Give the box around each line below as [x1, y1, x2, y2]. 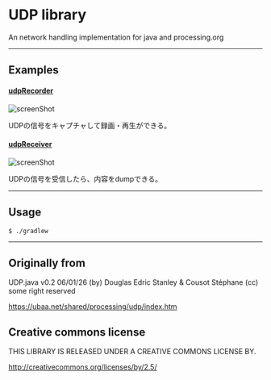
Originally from [8, 256, 86, 269]
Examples [8, 63, 59, 77]
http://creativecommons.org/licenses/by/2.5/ [8, 362, 157, 372]
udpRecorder [8, 86, 54, 95]
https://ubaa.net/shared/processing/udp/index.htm [8, 302, 177, 311]
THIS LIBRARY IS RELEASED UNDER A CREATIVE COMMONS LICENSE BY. [8, 347, 256, 357]
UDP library [8, 6, 87, 24]
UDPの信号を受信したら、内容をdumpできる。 [8, 173, 163, 183]
